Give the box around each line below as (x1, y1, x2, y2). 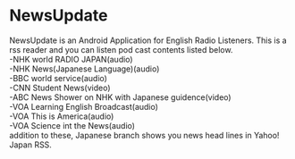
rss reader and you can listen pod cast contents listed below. (9, 44, 233, 54)
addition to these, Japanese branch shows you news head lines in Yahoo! (9, 130, 280, 140)
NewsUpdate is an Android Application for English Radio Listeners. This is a (9, 35, 288, 46)
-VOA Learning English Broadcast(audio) (9, 101, 159, 112)
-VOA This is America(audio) (9, 111, 114, 121)
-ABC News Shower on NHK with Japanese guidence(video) (9, 91, 232, 103)
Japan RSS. (9, 139, 52, 150)
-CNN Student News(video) (9, 82, 111, 93)
